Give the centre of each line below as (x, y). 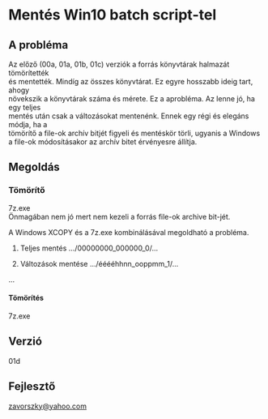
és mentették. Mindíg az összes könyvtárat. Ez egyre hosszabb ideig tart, (131, 81)
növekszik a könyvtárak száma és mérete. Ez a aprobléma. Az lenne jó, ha (132, 98)
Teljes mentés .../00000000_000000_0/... (89, 248)
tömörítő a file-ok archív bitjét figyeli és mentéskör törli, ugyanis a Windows (134, 133)
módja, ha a (28, 124)
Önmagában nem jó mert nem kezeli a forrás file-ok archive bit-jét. (119, 216)
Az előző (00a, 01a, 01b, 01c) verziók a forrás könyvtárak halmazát (119, 64)
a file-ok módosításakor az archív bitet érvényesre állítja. (103, 142)
